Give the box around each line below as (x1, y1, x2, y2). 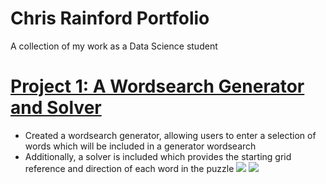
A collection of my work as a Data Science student (10, 40, 218, 52)
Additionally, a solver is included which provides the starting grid (24, 150, 292, 162)
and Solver (10, 97, 102, 119)
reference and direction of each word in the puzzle (24, 162, 235, 174)
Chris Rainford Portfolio (10, 7, 210, 30)
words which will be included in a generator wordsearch (24, 140, 257, 152)
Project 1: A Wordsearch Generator (10, 75, 305, 98)
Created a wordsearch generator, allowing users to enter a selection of (24, 129, 317, 141)
